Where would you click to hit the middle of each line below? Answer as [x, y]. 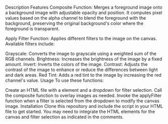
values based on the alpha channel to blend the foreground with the [76, 18]
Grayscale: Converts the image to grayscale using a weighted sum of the [81, 53]
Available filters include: [30, 44]
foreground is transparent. [33, 29]
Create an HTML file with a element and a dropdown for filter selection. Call [84, 90]
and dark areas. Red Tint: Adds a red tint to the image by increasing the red [83, 75]
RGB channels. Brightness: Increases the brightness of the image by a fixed [84, 59]
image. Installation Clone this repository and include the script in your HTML [84, 106]
